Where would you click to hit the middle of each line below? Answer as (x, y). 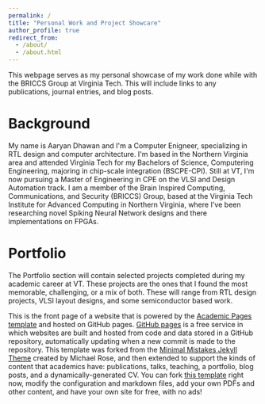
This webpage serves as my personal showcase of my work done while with (133, 75)
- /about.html (38, 52)
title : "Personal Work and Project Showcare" (84, 23)
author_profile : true (44, 30)
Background (49, 124)
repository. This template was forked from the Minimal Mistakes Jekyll (123, 349)
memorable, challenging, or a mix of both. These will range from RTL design (132, 292)
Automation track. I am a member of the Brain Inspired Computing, (117, 188)
